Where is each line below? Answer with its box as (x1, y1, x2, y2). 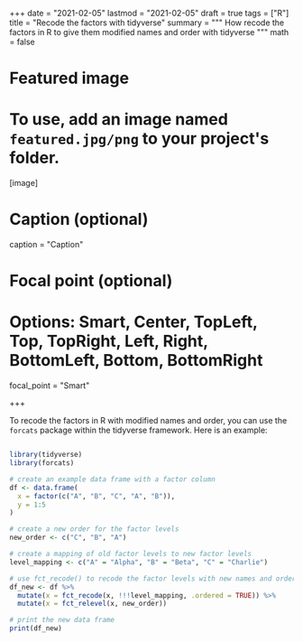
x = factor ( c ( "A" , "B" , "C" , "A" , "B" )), (17, 491, 176, 500)
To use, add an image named (9, 109, 228, 130)
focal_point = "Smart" (9, 380, 90, 391)
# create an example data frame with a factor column (9, 474, 216, 484)
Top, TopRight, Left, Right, (9, 331, 209, 351)
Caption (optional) (9, 209, 149, 229)
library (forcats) (9, 459, 75, 468)
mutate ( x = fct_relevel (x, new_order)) (17, 600, 168, 609)
